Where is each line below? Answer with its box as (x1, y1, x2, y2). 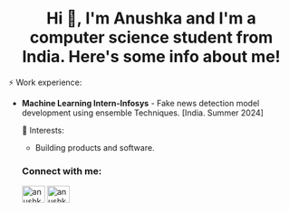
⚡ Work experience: (8, 77, 82, 88)
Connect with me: (21, 164, 102, 177)
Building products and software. (34, 142, 155, 152)
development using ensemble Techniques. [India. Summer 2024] (21, 107, 265, 118)
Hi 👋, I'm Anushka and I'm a (46, 8, 256, 29)
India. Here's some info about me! (21, 47, 282, 67)
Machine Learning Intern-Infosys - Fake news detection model (21, 97, 260, 108)
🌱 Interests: (21, 124, 65, 135)
